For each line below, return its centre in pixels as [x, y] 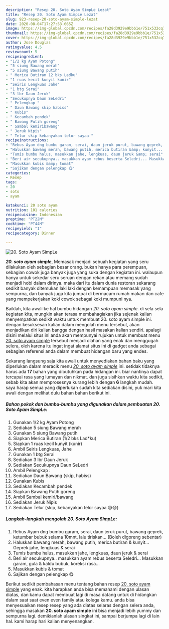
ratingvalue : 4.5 [24, 47]
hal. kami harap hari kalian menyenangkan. [50, 621]
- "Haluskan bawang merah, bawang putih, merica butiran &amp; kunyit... [84, 150]
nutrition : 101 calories [32, 210]
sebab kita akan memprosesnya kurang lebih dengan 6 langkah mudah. [79, 382]
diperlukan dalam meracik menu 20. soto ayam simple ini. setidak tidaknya [83, 366]
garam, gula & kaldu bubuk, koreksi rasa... [56, 563]
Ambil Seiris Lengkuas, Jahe [42, 449]
